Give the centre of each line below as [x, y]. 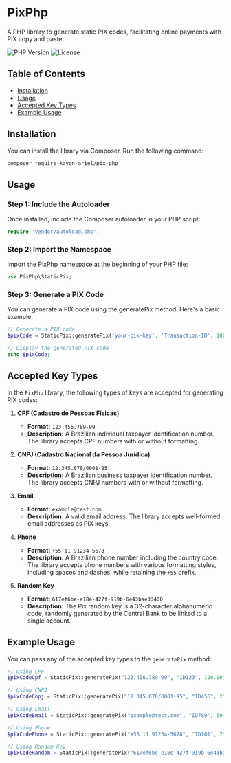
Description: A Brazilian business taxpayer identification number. [120, 475]
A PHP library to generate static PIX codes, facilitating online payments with [114, 32]
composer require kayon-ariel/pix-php [63, 163]
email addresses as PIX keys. [68, 523]
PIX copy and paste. [35, 38]
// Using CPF [26, 672]
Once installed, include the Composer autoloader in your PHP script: [104, 219]
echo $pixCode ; [29, 355]
